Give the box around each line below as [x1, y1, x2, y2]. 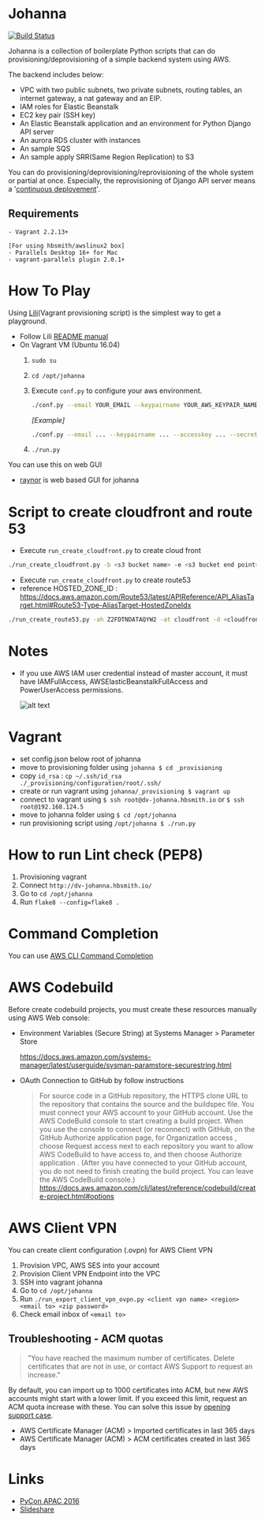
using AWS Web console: [8, 1013, 91, 1022]
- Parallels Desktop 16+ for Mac [8, 249, 118, 256]
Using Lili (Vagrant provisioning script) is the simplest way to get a [8, 308, 222, 317]
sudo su [31, 357, 57, 364]
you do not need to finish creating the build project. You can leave [39, 1166, 254, 1175]
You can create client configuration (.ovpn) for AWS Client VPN [8, 1245, 213, 1254]
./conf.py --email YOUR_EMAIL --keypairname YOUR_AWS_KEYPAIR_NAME [31, 401, 258, 409]
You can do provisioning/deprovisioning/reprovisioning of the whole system [8, 167, 254, 177]
